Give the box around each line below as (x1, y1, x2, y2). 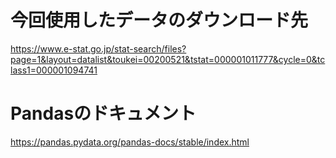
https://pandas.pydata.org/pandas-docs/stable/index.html (10, 136, 250, 148)
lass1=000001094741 (10, 64, 98, 76)
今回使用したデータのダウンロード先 (10, 9, 309, 32)
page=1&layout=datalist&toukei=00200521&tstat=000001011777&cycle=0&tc (10, 53, 326, 65)
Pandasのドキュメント (10, 102, 197, 125)
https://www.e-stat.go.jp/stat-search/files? (10, 42, 187, 55)
